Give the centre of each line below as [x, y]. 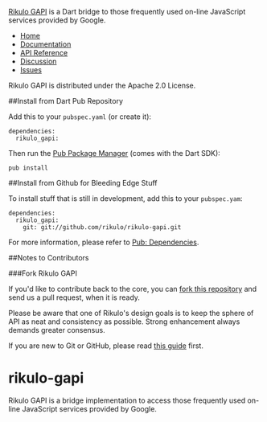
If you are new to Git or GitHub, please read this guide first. [106, 346]
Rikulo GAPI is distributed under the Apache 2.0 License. [102, 85]
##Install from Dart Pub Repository [66, 101]
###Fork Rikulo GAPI [43, 273]
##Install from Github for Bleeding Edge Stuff [83, 183]
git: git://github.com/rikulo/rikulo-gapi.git [102, 227]
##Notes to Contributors [49, 258]
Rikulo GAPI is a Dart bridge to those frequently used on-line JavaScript [127, 12]
